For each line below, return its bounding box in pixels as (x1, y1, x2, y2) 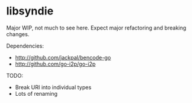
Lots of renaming (14, 90, 58, 97)
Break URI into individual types (14, 83, 92, 91)
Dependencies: (6, 42, 44, 49)
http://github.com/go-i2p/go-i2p (14, 60, 96, 67)
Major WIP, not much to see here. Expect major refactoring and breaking (6, 24, 187, 31)
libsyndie (6, 4, 54, 18)
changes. (6, 30, 30, 37)
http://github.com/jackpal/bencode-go (14, 54, 111, 61)
